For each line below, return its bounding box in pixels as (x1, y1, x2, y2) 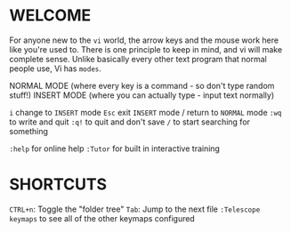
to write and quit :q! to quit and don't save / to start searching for (9, 116, 251, 127)
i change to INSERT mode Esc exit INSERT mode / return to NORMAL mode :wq (9, 107, 282, 117)
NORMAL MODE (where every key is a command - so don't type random (9, 80, 275, 91)
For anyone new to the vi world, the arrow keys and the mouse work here (9, 35, 279, 45)
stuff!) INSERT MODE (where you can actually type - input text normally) (9, 90, 275, 100)
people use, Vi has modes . (9, 63, 102, 74)
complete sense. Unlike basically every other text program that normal (9, 53, 267, 64)
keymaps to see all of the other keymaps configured (9, 213, 196, 223)
